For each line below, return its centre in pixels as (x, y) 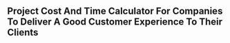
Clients (23, 32)
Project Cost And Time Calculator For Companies (115, 11)
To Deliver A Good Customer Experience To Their (115, 22)
